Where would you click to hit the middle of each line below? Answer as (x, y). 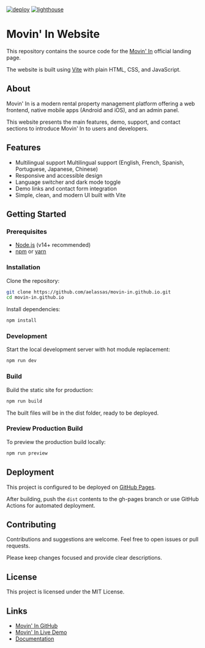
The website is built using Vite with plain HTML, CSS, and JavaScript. (94, 69)
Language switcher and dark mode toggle (68, 182)
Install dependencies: (33, 309)
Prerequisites (27, 232)
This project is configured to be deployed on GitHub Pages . (81, 487)
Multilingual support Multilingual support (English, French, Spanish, (100, 162)
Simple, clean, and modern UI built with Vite (70, 195)
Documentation (35, 639)
